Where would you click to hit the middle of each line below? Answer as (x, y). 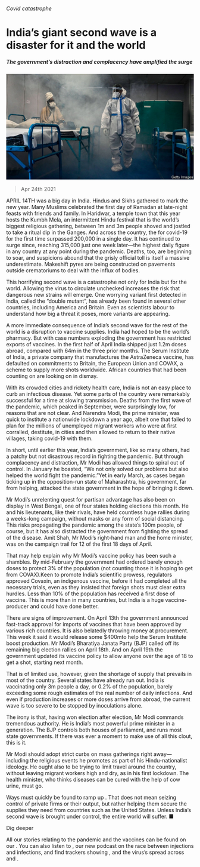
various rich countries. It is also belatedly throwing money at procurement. (97, 631)
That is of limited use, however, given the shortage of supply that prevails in (99, 674)
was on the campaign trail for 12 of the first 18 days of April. (79, 544)
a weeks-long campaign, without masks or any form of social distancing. (95, 519)
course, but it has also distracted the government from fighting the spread (97, 531)
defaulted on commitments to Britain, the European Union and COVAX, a (95, 364)
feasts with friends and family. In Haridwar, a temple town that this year (93, 213)
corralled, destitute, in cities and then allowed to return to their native (91, 432)
